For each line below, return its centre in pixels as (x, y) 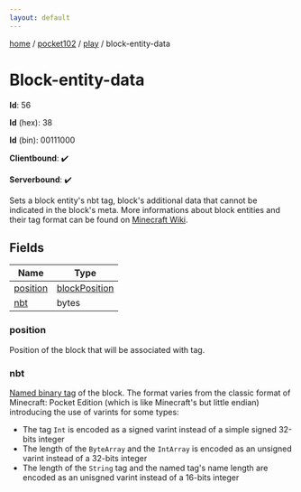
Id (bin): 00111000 (42, 140)
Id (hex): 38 (31, 122)
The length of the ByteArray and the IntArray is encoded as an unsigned (157, 449)
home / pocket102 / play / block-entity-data (90, 43)
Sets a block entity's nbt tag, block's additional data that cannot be (133, 200)
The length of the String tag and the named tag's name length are (145, 468)
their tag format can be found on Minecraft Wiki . (99, 219)
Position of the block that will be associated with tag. (107, 349)
